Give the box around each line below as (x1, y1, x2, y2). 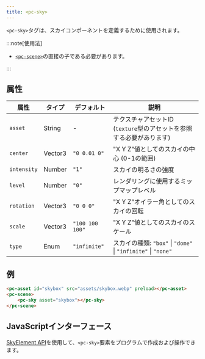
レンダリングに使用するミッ (112, 177, 193, 186)
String (43, 124, 61, 132)
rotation (9, 203, 35, 209)
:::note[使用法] (6, 39, 43, 46)
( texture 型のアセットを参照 (112, 125, 192, 133)
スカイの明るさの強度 (112, 165, 174, 174)
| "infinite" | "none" (112, 247, 173, 255)
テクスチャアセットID (112, 115, 174, 124)
